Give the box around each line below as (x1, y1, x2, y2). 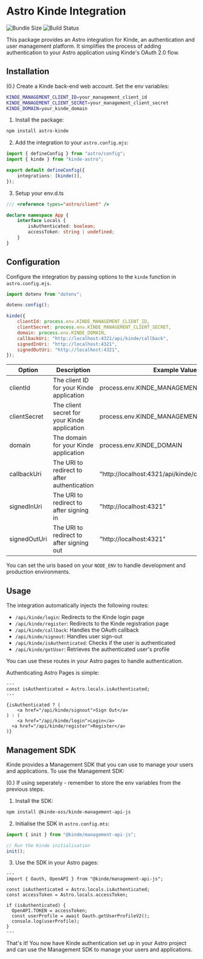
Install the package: (14, 116, 65, 123)
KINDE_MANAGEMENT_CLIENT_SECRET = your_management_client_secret (6, 100, 169, 106)
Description (56, 366, 91, 375)
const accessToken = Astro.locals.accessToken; (6, 892, 129, 898)
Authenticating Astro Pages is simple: (6, 669, 100, 676)
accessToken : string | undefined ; (28, 229, 115, 235)
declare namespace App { (6, 212, 69, 218)
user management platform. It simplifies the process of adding (6, 42, 161, 50)
